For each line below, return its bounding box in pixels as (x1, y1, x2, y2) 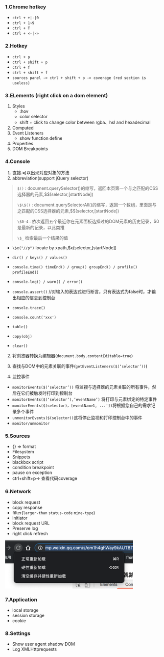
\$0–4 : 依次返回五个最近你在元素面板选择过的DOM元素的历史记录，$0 (17, 218, 159, 224)
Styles (12, 103, 25, 109)
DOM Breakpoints (12, 146, 48, 152)
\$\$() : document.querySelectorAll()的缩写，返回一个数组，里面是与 (17, 202, 157, 208)
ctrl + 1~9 (12, 21, 35, 26)
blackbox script (12, 459, 44, 465)
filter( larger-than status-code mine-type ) (12, 509, 95, 516)
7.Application (5, 596, 38, 603)
